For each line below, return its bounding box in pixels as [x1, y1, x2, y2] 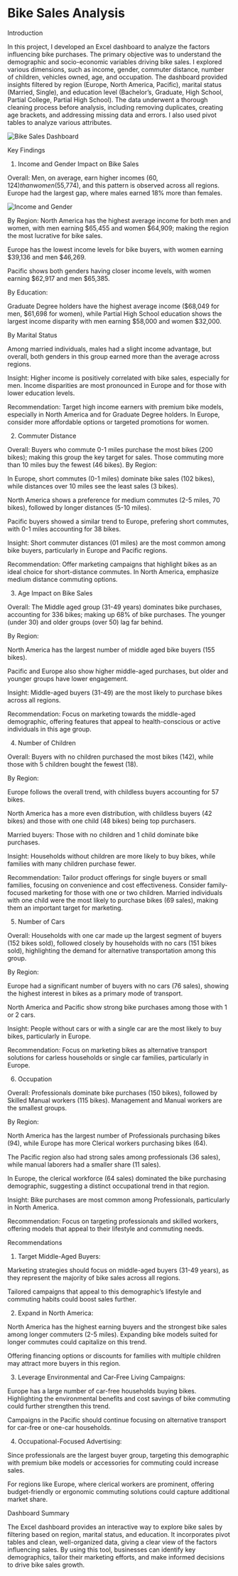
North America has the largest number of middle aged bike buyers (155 [7, 645, 215, 654]
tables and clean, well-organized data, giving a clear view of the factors [7, 1537, 217, 1546]
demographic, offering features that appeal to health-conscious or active [7, 717, 221, 725]
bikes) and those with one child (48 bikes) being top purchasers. [7, 817, 197, 825]
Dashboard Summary [7, 1508, 70, 1517]
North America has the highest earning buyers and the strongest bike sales [7, 1322, 227, 1331]
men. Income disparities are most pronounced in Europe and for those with [7, 381, 227, 389]
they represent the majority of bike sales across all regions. [7, 1273, 181, 1281]
